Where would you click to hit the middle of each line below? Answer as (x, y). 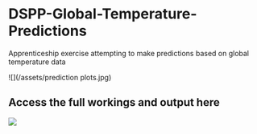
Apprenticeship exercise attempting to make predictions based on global (129, 53)
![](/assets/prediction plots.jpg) (60, 77)
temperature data (37, 62)
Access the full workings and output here (114, 102)
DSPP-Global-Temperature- (103, 14)
